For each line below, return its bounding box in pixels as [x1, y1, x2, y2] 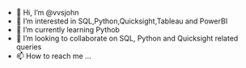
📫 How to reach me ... [15, 51, 91, 61]
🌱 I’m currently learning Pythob [15, 25, 120, 34]
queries [15, 42, 42, 52]
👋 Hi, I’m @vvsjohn [15, 8, 79, 17]
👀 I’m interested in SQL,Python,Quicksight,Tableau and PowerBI [15, 16, 228, 26]
